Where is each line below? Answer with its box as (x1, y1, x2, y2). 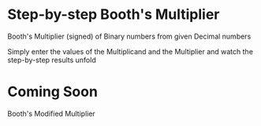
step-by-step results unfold (7, 55, 96, 65)
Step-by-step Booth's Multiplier (7, 6, 220, 24)
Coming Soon (7, 83, 98, 101)
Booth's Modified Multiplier (7, 109, 95, 118)
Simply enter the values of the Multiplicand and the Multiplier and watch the (7, 46, 254, 56)
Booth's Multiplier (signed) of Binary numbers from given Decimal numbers (7, 31, 252, 41)
